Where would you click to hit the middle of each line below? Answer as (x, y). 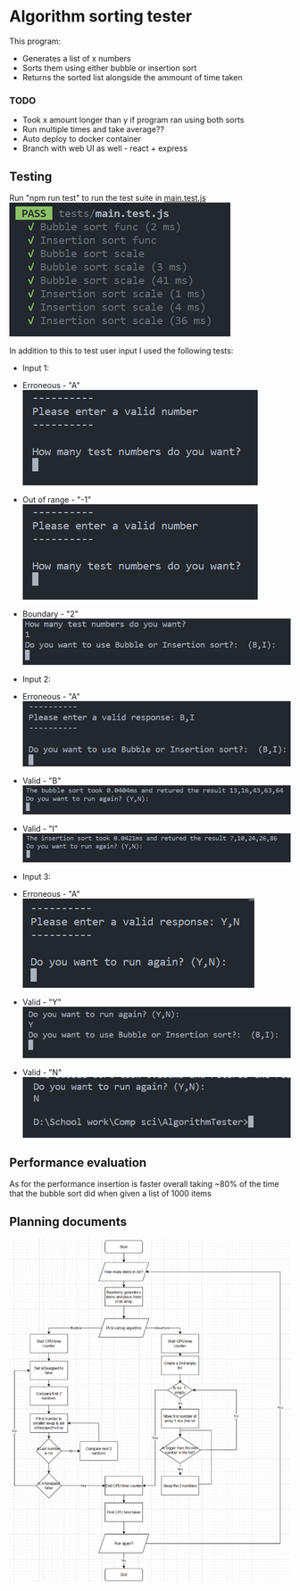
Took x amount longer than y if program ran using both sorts (133, 120)
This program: (35, 41)
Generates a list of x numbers (76, 58)
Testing (31, 176)
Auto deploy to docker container (81, 139)
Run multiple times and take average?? (93, 129)
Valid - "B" (42, 780)
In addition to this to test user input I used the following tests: (121, 351)
